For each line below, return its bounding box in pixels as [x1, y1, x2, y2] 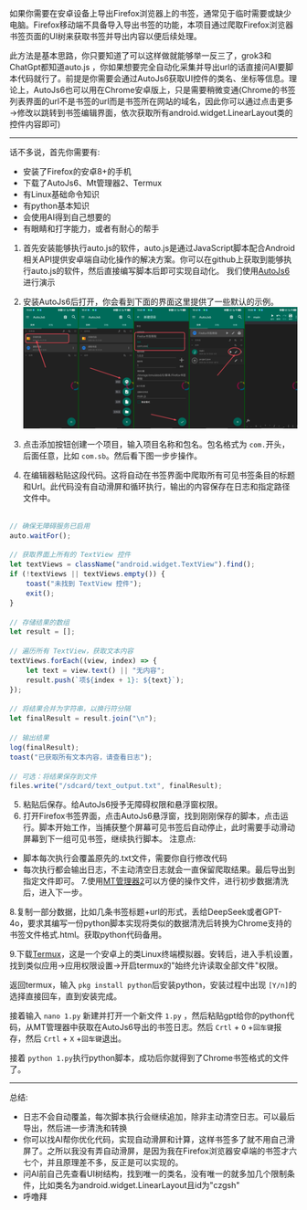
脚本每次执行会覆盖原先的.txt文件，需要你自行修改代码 [22, 853, 228, 864]
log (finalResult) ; [9, 742, 79, 752]
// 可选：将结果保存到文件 [9, 772, 98, 781]
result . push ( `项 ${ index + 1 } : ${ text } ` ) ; [26, 675, 185, 685]
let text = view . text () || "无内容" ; [26, 666, 166, 675]
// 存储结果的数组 [9, 617, 70, 627]
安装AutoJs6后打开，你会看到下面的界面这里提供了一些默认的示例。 [22, 296, 279, 307]
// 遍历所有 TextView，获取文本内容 [9, 647, 134, 656]
